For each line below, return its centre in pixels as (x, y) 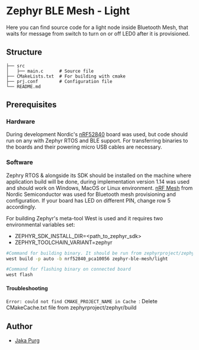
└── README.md (24, 86)
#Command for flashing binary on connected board (69, 269)
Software (20, 162)
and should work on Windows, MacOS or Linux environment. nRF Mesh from (99, 188)
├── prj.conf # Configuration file (59, 81)
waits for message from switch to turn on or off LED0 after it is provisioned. (98, 33)
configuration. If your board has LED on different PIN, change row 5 (88, 200)
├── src (16, 66)
